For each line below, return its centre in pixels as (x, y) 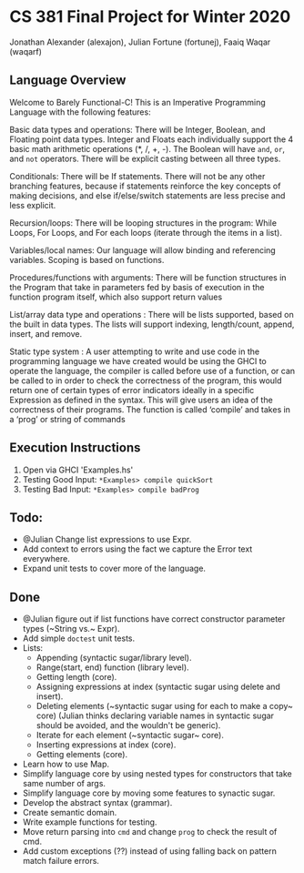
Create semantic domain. (70, 813)
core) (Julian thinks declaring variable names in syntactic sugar (155, 716)
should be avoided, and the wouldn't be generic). (128, 726)
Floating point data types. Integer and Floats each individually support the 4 (152, 139)
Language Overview (68, 81)
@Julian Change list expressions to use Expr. (107, 540)
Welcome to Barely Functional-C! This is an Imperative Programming (137, 102)
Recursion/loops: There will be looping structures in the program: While (143, 223)
